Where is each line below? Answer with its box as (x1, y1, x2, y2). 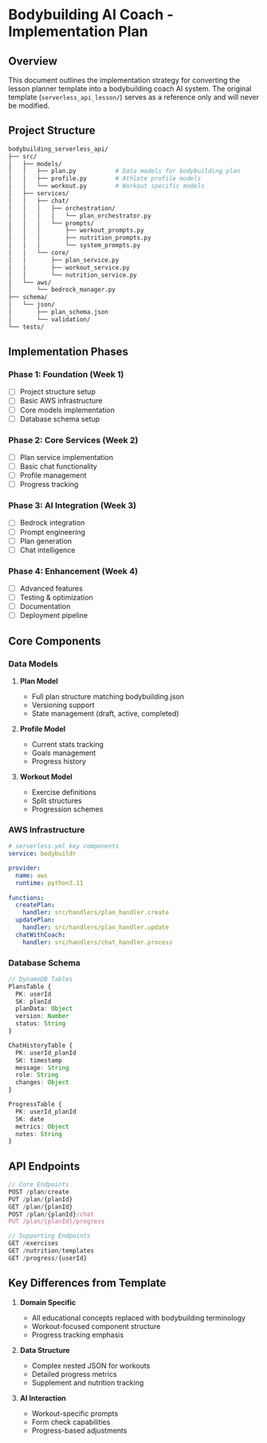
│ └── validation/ (8, 315, 91, 324)
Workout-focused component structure (31, 1321, 161, 1331)
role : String (15, 1071, 59, 1079)
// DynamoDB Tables (8, 975, 73, 983)
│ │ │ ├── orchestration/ (8, 204, 116, 212)
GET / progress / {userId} (8, 1254, 88, 1262)
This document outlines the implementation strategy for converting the (8, 76, 241, 85)
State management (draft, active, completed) (31, 708, 179, 718)
